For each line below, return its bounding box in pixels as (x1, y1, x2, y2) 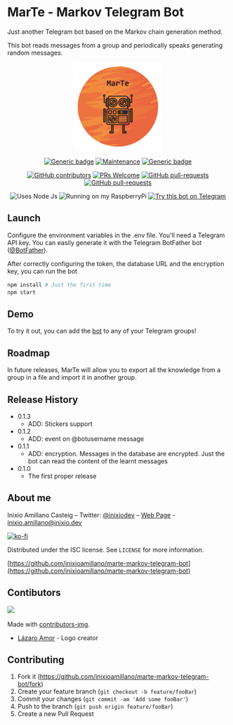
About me (7, 492, 51, 504)
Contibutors (7, 587, 61, 599)
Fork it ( (17, 672, 41, 681)
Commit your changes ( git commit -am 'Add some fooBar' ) (17, 695, 189, 703)
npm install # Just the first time (7, 281, 112, 288)
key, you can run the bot (7, 267, 78, 275)
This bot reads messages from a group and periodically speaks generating (7, 41, 223, 49)
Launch (7, 212, 41, 225)
